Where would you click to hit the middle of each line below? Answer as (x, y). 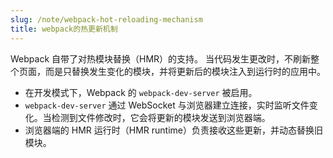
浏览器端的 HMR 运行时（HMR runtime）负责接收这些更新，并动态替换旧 (173, 130)
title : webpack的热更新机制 (64, 29)
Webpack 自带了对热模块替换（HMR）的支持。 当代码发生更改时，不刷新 (161, 58)
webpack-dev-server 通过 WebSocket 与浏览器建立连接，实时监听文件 (167, 105)
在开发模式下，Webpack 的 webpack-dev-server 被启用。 (141, 92)
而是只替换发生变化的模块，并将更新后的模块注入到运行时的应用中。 (185, 71)
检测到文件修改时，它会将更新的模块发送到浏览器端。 (161, 117)
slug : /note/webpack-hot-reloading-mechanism (106, 19)
